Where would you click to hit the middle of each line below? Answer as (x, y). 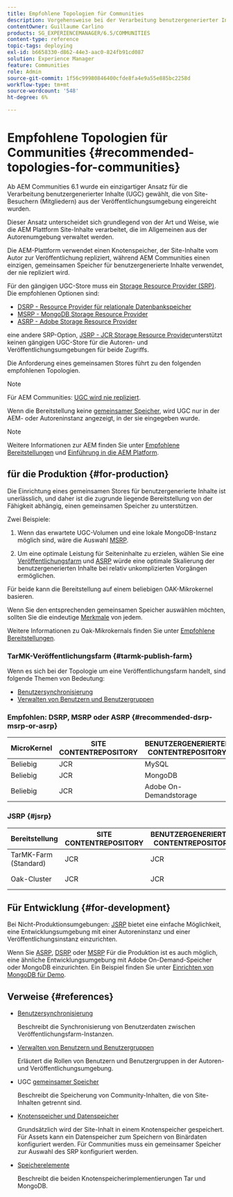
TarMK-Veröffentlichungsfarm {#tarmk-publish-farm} (100, 656)
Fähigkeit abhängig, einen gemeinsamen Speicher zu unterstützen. (103, 506)
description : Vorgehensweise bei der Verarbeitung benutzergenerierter (113, 20)
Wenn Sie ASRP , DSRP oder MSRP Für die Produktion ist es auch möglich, (113, 953)
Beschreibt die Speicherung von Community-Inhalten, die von (105, 1095)
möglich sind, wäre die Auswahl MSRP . (73, 540)
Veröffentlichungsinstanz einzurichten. (62, 939)
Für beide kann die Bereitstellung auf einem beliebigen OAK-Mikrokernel (110, 589)
